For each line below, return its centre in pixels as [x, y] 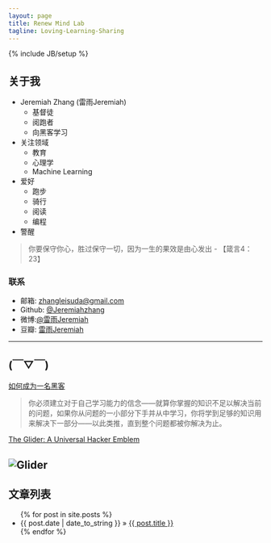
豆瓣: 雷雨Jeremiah [52, 330]
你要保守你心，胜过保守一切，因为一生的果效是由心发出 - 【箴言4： [140, 249]
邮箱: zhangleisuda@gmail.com [72, 301]
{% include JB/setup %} [48, 54]
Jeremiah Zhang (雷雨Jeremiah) [73, 102]
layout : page [30, 16]
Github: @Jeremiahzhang [62, 310]
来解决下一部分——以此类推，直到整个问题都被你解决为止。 [127, 424]
